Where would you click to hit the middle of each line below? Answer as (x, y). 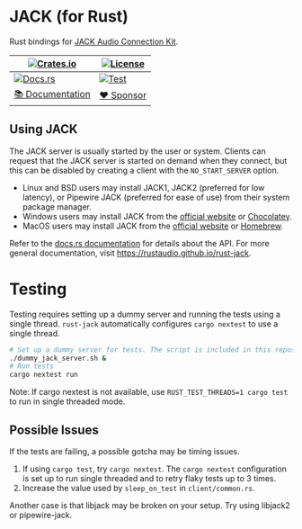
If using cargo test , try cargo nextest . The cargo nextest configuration (155, 469)
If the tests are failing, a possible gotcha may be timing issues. (124, 451)
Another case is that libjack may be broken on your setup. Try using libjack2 (150, 505)
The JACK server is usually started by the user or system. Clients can (138, 151)
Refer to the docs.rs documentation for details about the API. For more (139, 243)
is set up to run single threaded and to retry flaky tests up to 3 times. (149, 478)
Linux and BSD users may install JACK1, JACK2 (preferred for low (143, 187)
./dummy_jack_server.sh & (58, 358)
